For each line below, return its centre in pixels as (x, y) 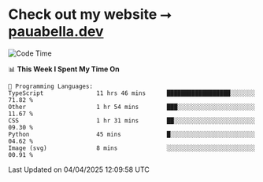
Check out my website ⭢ (90, 15)
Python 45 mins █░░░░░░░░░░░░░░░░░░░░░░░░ (132, 134)
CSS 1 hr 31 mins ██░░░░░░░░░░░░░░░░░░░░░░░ (132, 120)
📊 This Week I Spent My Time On (64, 69)
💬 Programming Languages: (50, 86)
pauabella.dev (56, 32)
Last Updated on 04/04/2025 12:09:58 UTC (79, 169)
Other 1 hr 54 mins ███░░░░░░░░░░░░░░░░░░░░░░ (132, 107)
